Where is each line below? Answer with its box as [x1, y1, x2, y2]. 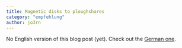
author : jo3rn [6, 19, 41, 25]
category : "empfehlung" [6, 14, 65, 20]
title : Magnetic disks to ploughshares [6, 8, 105, 15]
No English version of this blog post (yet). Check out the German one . [6, 36, 177, 43]
